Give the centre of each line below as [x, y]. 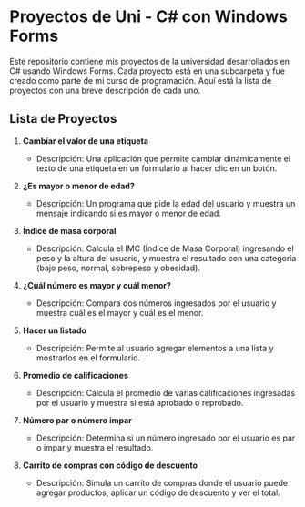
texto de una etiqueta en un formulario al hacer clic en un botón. [157, 168]
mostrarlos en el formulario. [88, 358]
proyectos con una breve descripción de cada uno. [105, 90]
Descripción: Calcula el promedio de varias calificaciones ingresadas [166, 392]
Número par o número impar [77, 420]
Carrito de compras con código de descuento [110, 465]
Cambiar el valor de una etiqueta [85, 141]
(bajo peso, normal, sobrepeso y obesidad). [118, 268]
